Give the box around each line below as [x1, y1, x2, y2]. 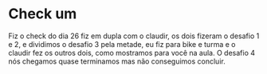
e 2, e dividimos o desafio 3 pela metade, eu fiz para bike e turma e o [8, 39, 236, 49]
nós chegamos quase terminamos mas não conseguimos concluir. [8, 56, 226, 66]
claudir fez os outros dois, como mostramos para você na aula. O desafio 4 [8, 48, 256, 57]
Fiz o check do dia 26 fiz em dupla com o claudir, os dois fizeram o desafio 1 [8, 31, 260, 41]
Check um [8, 5, 77, 23]
